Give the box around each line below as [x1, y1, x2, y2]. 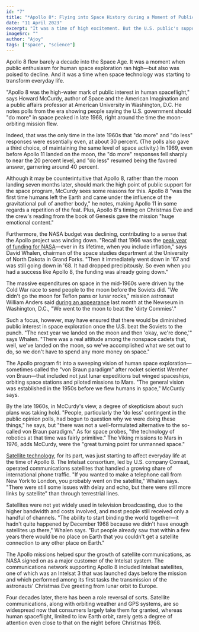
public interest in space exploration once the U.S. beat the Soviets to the [6, 323, 182, 330]
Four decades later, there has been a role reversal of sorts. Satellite [6, 593, 170, 601]
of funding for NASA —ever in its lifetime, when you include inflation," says [6, 243, 187, 250]
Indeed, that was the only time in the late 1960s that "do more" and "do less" [6, 131, 193, 138]
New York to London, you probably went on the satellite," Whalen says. [6, 477, 179, 484]
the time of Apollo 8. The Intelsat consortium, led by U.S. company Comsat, [6, 458, 190, 465]
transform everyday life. [6, 77, 65, 84]
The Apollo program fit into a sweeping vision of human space [6, 359, 158, 366]
